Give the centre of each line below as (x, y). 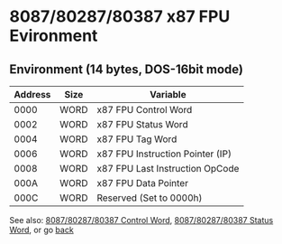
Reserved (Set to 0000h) (150, 198)
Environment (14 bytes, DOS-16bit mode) (126, 69)
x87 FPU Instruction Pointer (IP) (164, 154)
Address (32, 94)
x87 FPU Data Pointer (143, 183)
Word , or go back (41, 230)
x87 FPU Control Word (145, 110)
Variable (168, 94)
